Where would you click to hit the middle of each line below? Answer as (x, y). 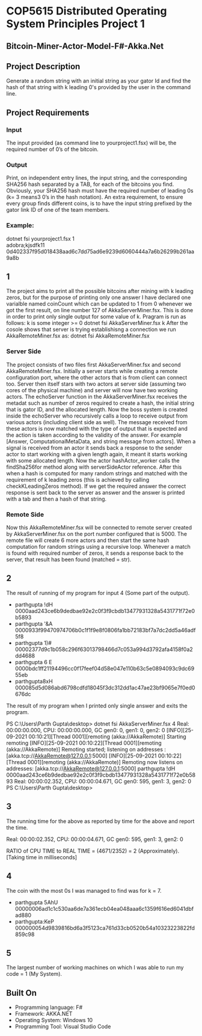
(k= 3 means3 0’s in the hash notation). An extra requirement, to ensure (95, 197)
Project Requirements (48, 113)
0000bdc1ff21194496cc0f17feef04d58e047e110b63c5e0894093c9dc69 (105, 668)
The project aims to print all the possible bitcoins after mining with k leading (100, 291)
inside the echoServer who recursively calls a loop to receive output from (97, 416)
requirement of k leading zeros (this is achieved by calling (78, 479)
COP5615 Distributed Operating (87, 11)
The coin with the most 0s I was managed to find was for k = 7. (84, 890)
